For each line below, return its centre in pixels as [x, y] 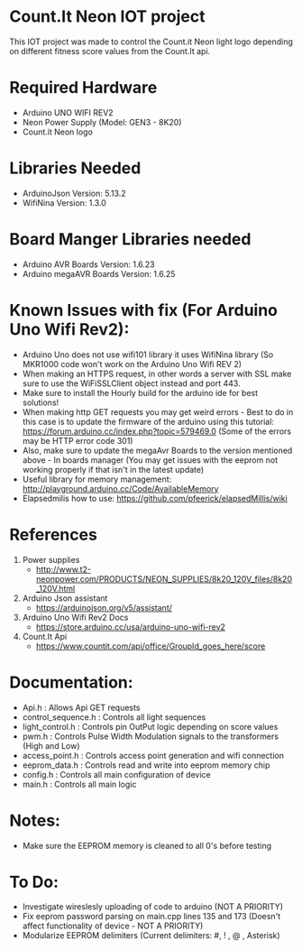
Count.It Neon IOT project [107, 17]
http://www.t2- [64, 569]
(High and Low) [51, 745]
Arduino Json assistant [65, 598]
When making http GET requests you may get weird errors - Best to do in [158, 411]
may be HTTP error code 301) [78, 440]
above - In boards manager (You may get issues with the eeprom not [150, 460]
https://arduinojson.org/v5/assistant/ [104, 607]
